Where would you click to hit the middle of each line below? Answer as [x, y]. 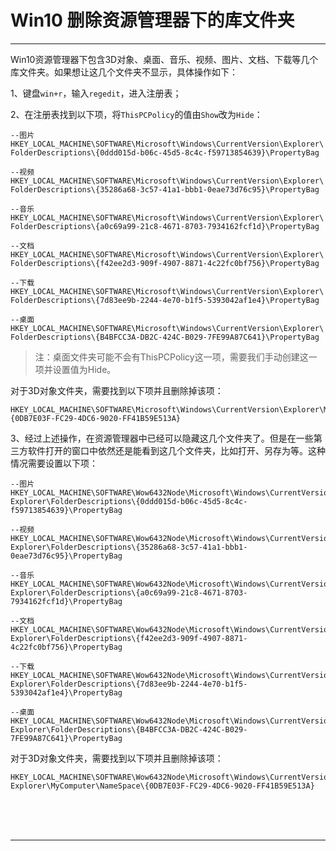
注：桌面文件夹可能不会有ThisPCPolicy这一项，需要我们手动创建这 [171, 357]
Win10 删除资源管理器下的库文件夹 [152, 20]
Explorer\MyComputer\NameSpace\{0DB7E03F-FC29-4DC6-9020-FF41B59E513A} [162, 786]
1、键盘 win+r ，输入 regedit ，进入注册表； [96, 93]
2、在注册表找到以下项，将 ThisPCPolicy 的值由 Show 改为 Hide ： [136, 114]
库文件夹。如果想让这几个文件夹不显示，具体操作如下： [124, 72]
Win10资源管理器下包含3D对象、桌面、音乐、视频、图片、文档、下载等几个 [164, 59]
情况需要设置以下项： [54, 463]
